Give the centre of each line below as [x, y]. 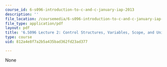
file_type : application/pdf [34, 23]
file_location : [21, 19]
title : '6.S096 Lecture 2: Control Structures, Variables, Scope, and [80, 33]
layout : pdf [17, 28]
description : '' [22, 14]
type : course [19, 37]
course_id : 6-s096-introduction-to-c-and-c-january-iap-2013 [70, 10]
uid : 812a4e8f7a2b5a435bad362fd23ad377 [46, 42]
